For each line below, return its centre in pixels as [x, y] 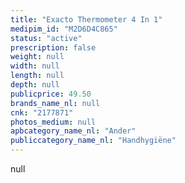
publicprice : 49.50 [51, 94]
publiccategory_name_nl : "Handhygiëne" [93, 141]
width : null [35, 66]
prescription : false [53, 47]
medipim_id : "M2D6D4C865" [64, 29]
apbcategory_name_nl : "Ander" [73, 131]
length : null [37, 76]
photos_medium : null [53, 122]
